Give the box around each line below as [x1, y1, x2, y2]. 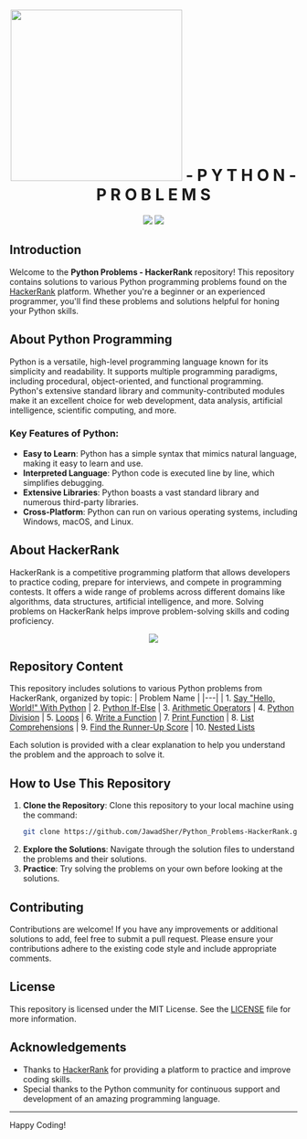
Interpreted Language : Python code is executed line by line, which [22, 467, 276, 479]
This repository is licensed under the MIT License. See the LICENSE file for [9, 1003, 291, 1014]
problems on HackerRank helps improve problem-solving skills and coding [9, 606, 290, 617]
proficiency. [9, 615, 55, 626]
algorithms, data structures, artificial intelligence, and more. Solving [9, 596, 264, 606]
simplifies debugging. [22, 477, 105, 488]
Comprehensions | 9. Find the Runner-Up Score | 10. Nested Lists [9, 722, 256, 733]
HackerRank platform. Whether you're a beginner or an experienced [9, 286, 266, 297]
